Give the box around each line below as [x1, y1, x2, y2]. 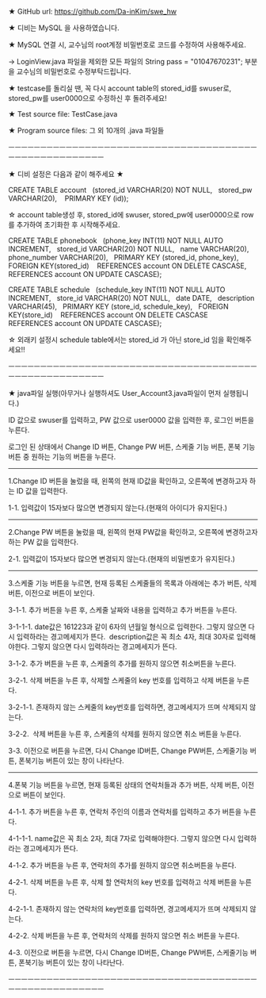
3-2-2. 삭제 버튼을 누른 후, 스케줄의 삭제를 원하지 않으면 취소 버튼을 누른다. [8, 729, 241, 739]
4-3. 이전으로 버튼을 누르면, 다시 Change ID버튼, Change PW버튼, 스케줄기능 [8, 948, 249, 957]
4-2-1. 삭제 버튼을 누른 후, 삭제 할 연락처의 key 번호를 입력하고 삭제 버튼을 [8, 877, 237, 887]
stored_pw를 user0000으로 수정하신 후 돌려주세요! [8, 94, 168, 102]
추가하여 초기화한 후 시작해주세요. [16, 220, 120, 229]
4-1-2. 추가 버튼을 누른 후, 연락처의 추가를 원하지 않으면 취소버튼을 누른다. [8, 861, 237, 869]
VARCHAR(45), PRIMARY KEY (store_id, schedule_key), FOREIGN [8, 301, 230, 311]
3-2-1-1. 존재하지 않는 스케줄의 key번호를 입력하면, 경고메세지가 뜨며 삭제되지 [8, 702, 248, 712]
